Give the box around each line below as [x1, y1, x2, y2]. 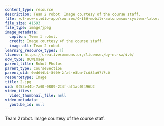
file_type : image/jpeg [5, 25, 51, 30]
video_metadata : [5, 98, 38, 103]
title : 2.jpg [5, 79, 32, 84]
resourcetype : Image [5, 75, 47, 80]
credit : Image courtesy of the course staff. [9, 39, 104, 44]
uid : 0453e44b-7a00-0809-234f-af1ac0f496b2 [5, 84, 95, 89]
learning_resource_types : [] [5, 48, 64, 53]
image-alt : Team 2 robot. [9, 43, 62, 48]
